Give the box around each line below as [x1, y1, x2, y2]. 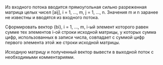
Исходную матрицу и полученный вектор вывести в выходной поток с [5, 49, 154, 55]
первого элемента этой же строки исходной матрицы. [5, 40, 120, 45]
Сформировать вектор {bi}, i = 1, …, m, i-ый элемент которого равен [5, 24, 149, 30]
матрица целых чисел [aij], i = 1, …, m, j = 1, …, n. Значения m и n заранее [5, 9, 159, 15]
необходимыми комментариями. [5, 54, 75, 60]
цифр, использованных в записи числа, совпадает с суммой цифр [5, 34, 145, 40]
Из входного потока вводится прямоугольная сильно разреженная [5, 4, 147, 10]
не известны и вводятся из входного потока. [5, 15, 99, 20]
